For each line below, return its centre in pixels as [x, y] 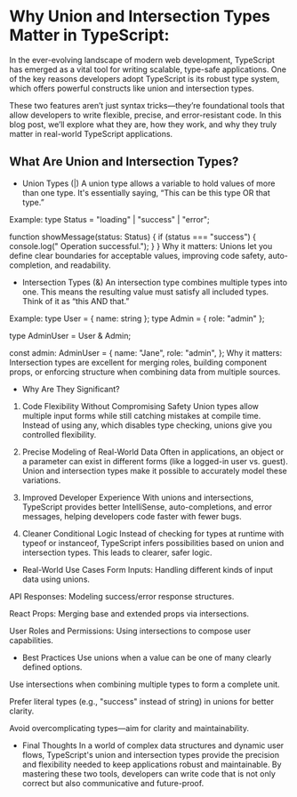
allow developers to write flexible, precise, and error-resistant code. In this [145, 115]
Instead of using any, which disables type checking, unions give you [147, 425]
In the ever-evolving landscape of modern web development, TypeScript [142, 60]
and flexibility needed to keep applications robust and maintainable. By [152, 764]
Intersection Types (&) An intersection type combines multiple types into [154, 282]
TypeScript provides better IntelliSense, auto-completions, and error [147, 507]
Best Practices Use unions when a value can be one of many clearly [147, 657]
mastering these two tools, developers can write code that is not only [148, 773]
